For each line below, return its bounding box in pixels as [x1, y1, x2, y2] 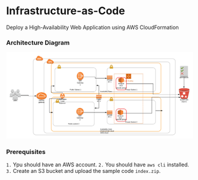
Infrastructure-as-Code [6, 4, 126, 18]
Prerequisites [6, 147, 46, 156]
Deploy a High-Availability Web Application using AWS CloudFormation [6, 24, 179, 31]
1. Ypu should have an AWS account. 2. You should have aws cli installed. [6, 161, 190, 168]
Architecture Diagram [6, 38, 70, 47]
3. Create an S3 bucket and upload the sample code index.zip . [6, 168, 161, 175]
